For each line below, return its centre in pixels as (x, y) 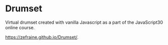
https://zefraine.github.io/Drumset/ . (42, 37)
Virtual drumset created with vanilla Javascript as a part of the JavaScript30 (84, 22)
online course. (20, 27)
